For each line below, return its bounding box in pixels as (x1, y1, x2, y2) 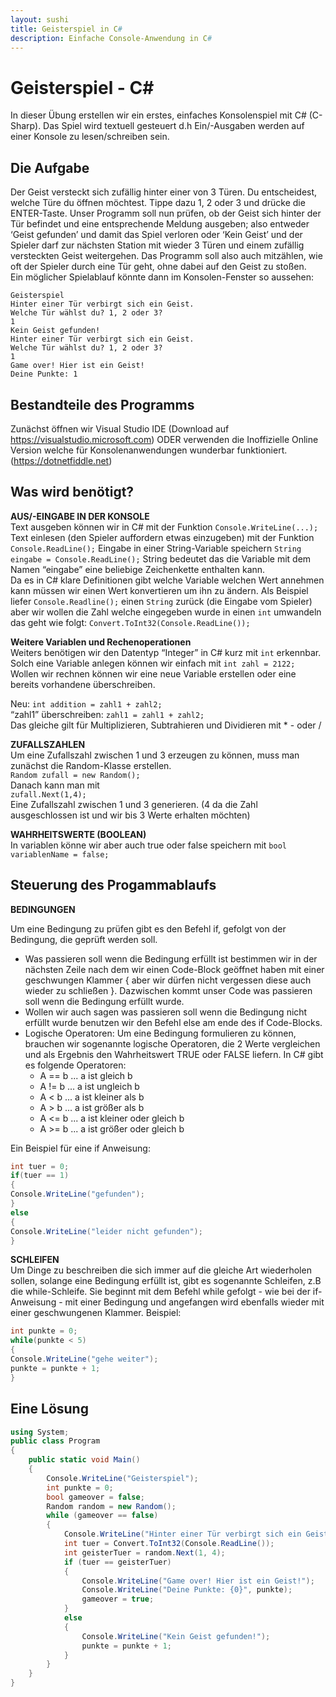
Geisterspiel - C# (10, 76, 155, 99)
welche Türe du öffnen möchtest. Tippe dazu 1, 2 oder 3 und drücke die (10, 197, 306, 209)
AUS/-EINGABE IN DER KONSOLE (10, 510, 150, 522)
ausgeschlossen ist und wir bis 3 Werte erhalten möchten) (10, 809, 251, 821)
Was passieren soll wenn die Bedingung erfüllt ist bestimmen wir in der (24, 952, 318, 965)
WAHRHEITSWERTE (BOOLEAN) (10, 828, 147, 840)
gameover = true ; (81, 1594, 155, 1605)
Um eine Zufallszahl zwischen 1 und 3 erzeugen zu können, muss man (10, 749, 300, 761)
